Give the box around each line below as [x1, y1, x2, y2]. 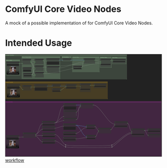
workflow [5, 157, 24, 163]
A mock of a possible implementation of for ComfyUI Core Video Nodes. [5, 20, 153, 26]
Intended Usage [5, 37, 72, 49]
